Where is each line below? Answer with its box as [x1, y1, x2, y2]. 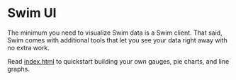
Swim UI [7, 5, 57, 21]
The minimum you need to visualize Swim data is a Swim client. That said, [7, 28, 223, 37]
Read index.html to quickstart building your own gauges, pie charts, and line [7, 57, 230, 65]
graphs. [7, 64, 30, 73]
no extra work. [7, 43, 50, 52]
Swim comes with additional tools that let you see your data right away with [7, 35, 228, 44]
